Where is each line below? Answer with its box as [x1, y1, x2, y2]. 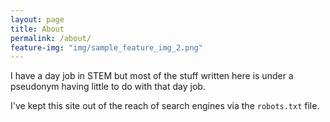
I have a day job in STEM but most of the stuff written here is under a [10, 70, 294, 82]
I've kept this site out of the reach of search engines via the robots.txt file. [10, 100, 320, 112]
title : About [10, 24, 65, 34]
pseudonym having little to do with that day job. [10, 81, 206, 93]
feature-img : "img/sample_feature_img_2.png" [10, 42, 203, 53]
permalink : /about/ [10, 33, 92, 43]
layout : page [10, 14, 65, 25]
